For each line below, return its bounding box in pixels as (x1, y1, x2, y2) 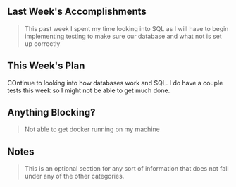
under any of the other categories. (24, 172, 125, 181)
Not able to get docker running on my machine (24, 125, 160, 133)
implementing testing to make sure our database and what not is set (24, 32, 222, 40)
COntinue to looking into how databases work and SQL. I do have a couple (7, 78, 223, 87)
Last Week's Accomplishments (7, 6, 147, 18)
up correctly (24, 39, 61, 48)
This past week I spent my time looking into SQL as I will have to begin (24, 24, 229, 32)
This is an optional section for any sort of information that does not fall (24, 164, 229, 173)
